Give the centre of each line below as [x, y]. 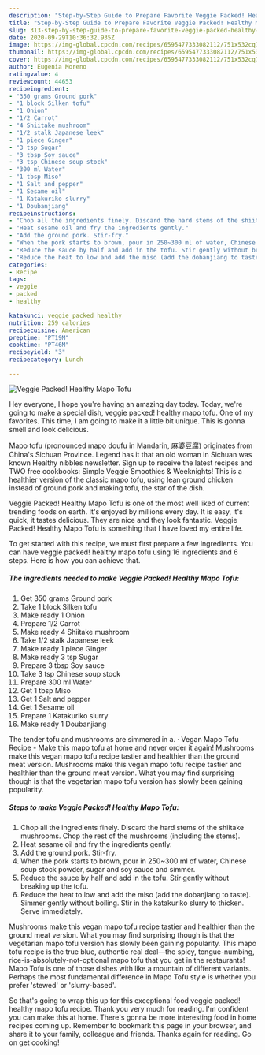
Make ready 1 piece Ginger [64, 648]
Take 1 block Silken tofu [59, 606]
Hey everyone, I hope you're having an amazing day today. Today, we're [126, 404]
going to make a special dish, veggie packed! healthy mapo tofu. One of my [131, 412]
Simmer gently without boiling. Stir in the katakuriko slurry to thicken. [132, 903]
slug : [18, 30]
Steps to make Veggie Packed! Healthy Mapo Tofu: [94, 807]
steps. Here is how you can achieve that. [75, 560]
